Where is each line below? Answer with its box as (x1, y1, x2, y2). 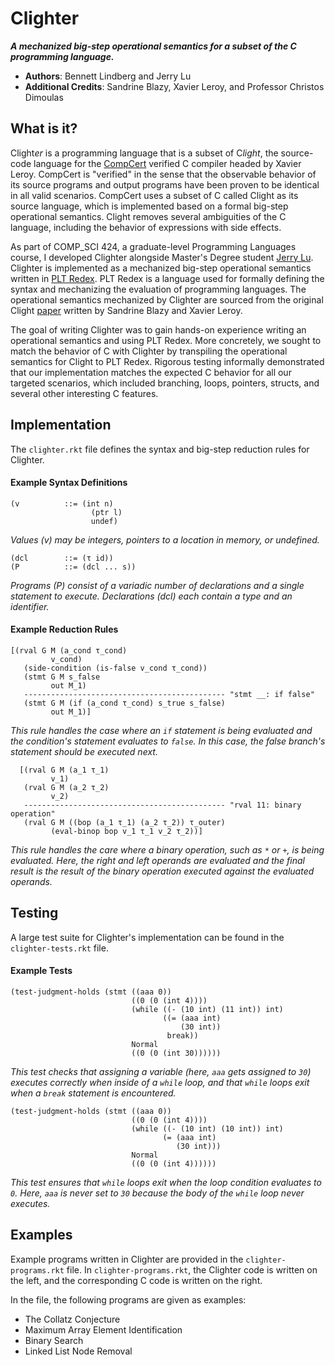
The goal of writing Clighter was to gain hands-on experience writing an (10, 323, 307, 336)
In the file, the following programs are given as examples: (10, 1293, 247, 1306)
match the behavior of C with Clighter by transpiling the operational (10, 345, 288, 357)
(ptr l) (90, 507, 123, 517)
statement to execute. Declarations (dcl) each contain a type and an (10, 590, 293, 602)
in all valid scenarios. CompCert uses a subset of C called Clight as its (10, 189, 299, 201)
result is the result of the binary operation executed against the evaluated (10, 865, 315, 877)
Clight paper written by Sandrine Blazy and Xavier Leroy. (10, 304, 243, 316)
